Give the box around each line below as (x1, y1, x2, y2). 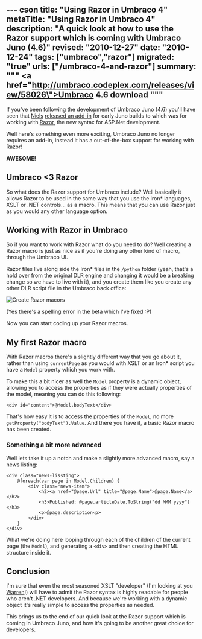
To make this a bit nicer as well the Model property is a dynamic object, (6, 378, 181, 385)
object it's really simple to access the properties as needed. (6, 602, 155, 609)
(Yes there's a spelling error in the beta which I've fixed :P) (6, 308, 152, 316)
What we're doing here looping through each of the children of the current (6, 536, 191, 543)
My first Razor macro (6, 337, 87, 348)
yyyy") (173, 499, 190, 505)
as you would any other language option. (6, 208, 108, 215)
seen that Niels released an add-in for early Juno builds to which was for (6, 112, 187, 119)
